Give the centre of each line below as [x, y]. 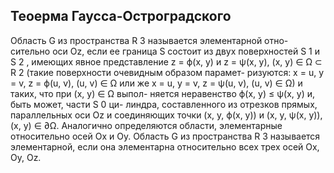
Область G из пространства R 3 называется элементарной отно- [149, 40]
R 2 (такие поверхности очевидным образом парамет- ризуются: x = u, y [167, 72]
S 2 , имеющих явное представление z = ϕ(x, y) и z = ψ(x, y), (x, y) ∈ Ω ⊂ [166, 61]
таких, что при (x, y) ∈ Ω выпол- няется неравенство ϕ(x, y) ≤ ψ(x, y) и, [162, 93]
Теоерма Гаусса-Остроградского [121, 16]
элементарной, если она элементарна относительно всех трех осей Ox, [165, 146]
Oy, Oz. [26, 157]
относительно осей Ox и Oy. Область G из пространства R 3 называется [165, 136]
